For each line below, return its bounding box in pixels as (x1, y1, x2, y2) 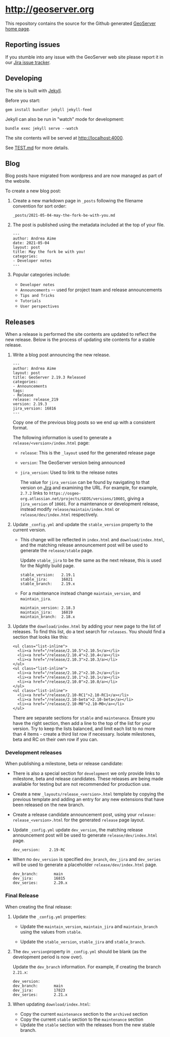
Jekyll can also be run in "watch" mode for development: (5, 116, 124, 122)
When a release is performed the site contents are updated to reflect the (5, 331, 157, 337)
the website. (5, 178, 31, 184)
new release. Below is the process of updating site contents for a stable (5, 336, 155, 343)
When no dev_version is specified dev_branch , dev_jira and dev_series (12, 856, 161, 862)
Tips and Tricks (20, 293, 55, 298)
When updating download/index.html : (12, 1001, 91, 1007)
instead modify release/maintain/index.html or (20, 506, 120, 512)
